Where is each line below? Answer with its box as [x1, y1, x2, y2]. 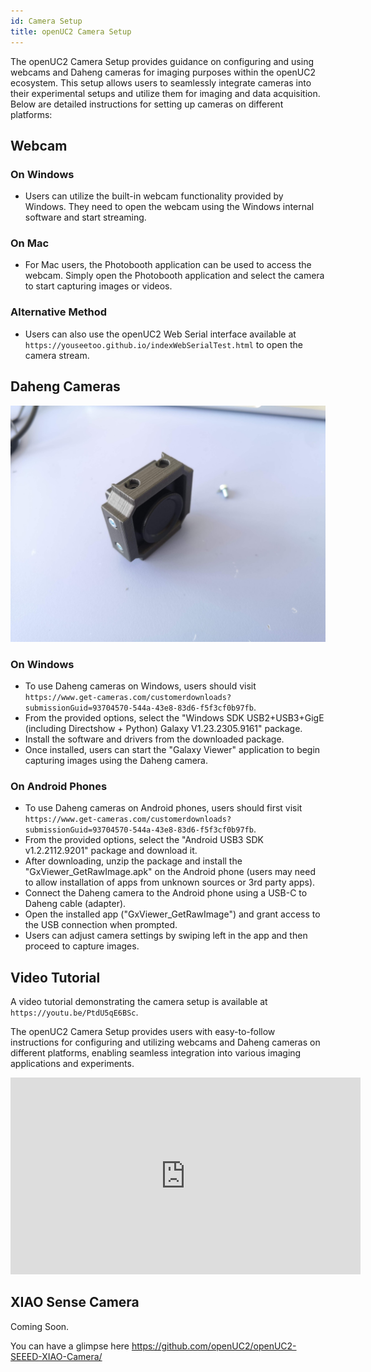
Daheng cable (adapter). [24, 898, 127, 910]
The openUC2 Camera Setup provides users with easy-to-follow [10, 1026, 276, 1037]
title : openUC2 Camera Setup [10, 26, 132, 37]
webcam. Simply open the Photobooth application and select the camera [24, 270, 325, 282]
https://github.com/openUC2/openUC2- [131, 1340, 297, 1352]
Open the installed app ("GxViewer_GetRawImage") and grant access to [24, 908, 321, 920]
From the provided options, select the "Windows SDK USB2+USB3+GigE [24, 711, 325, 724]
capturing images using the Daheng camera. [24, 754, 209, 766]
